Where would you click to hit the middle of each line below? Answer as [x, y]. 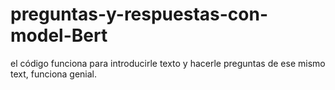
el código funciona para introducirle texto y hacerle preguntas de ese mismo [168, 63]
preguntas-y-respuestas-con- [139, 14]
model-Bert [59, 35]
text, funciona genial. [54, 74]
